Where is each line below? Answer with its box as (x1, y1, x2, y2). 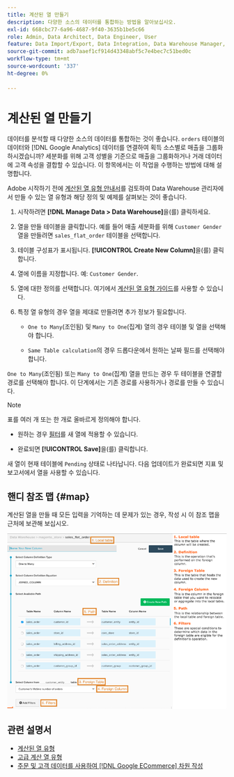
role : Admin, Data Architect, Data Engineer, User (7, 33, 157, 40)
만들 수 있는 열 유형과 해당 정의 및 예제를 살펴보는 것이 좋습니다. (14, 193, 187, 201)
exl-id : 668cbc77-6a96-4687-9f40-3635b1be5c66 (7, 26, 145, 33)
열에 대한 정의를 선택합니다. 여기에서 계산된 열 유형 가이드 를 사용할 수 (17, 284, 205, 292)
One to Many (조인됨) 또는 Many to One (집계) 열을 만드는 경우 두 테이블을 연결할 (7, 370, 222, 378)
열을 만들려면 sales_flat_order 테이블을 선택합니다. (17, 231, 161, 240)
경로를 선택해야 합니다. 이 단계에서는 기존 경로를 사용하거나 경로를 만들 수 (7, 378, 206, 386)
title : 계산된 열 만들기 (7, 11, 70, 18)
